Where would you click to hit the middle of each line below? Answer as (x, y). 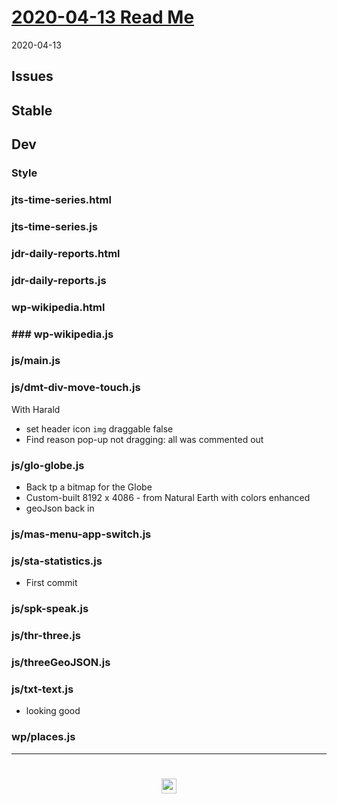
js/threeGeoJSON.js (61, 663)
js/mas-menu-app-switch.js (81, 534)
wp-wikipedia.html (58, 307)
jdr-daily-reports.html (66, 253)
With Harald (36, 409)
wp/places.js (43, 737)
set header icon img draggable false (99, 428)
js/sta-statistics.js (57, 561)
